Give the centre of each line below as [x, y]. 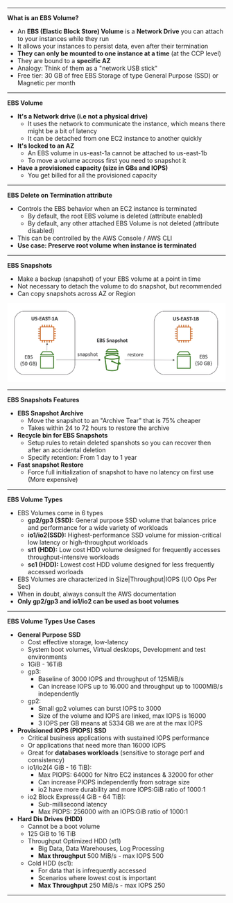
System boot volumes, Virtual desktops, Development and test [116, 650]
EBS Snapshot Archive [50, 413]
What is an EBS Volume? [43, 18]
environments [47, 657]
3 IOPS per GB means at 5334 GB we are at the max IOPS [120, 723]
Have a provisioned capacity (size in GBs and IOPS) [93, 168]
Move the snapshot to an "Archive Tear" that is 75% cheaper [114, 421]
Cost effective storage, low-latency [78, 642]
